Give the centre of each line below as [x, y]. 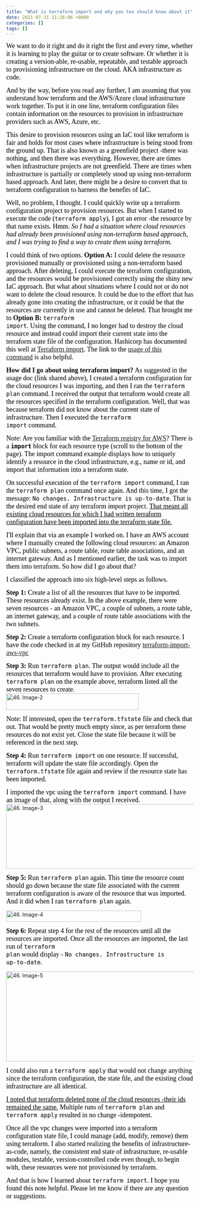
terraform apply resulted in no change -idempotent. [79, 1115]
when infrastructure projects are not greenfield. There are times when [99, 166]
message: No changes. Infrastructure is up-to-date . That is [99, 499]
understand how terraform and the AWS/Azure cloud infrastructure [96, 98]
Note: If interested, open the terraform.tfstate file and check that [99, 719]
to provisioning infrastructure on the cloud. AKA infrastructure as [94, 69]
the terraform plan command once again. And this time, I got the [97, 491]
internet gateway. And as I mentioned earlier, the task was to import [97, 558]
